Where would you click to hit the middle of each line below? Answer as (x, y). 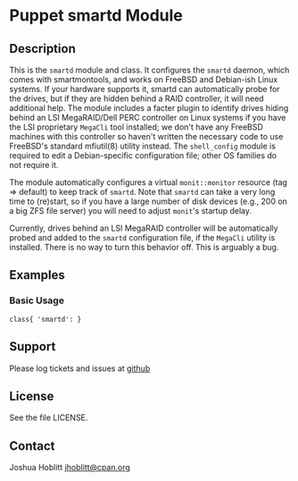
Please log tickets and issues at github (80, 368)
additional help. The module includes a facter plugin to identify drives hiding (149, 108)
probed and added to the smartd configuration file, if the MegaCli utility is (142, 237)
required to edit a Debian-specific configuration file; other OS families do (143, 156)
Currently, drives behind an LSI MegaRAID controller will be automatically (144, 228)
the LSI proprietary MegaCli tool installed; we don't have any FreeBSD (136, 127)
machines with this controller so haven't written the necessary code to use (146, 136)
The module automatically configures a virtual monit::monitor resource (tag (149, 182)
